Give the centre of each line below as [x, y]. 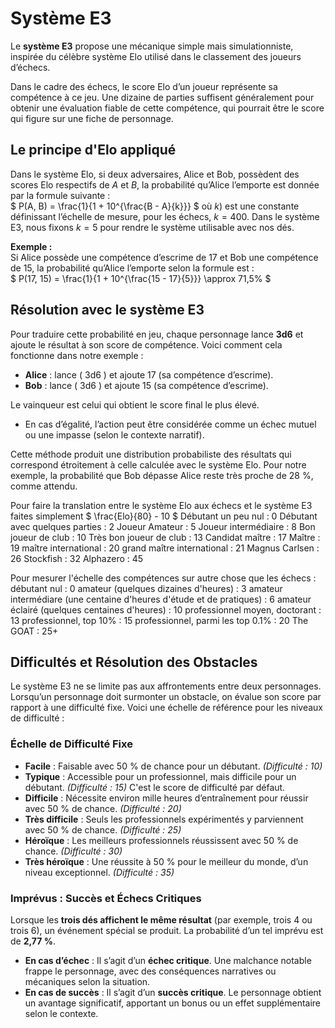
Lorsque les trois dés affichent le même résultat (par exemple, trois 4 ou [161, 919]
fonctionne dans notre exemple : [77, 355]
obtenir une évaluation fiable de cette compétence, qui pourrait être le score [167, 108]
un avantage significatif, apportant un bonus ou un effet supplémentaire [173, 1003]
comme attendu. [44, 486]
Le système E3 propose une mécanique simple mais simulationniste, [152, 46]
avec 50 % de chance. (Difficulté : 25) [103, 829]
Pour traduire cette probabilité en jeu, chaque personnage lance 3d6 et [157, 334]
